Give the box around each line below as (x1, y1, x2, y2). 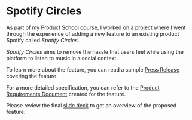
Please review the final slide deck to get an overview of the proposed (6, 101, 177, 109)
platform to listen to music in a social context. (6, 54, 118, 61)
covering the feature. (6, 72, 58, 79)
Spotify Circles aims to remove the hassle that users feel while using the (6, 48, 184, 55)
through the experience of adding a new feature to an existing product (6, 30, 179, 37)
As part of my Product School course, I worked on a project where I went (6, 24, 186, 31)
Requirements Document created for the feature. (6, 90, 126, 97)
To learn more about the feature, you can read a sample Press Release (6, 66, 180, 73)
